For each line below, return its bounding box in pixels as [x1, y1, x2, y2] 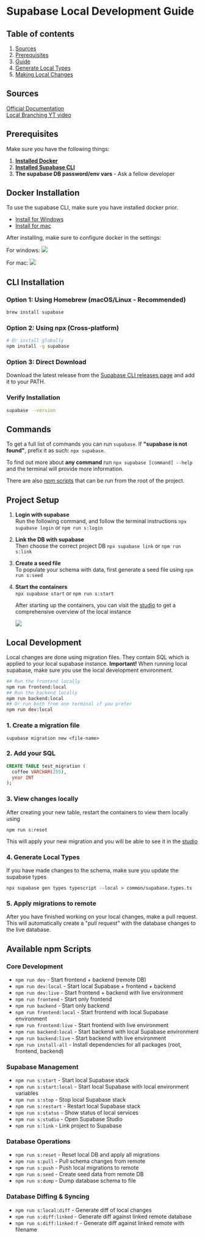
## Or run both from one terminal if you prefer [6, 701, 132, 707]
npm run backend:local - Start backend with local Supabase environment [15, 1028, 199, 1035]
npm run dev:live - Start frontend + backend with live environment [15, 989, 184, 996]
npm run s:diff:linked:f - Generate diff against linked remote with [15, 1219, 185, 1226]
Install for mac [15, 222, 51, 230]
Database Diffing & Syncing [6, 1192, 90, 1201]
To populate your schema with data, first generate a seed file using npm [15, 566, 193, 573]
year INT [12, 775, 34, 781]
